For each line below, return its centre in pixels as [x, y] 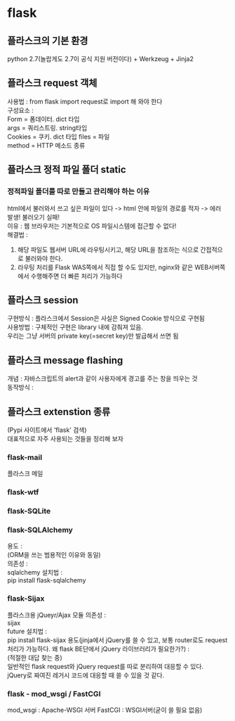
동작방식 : [20, 388]
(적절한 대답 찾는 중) [35, 657]
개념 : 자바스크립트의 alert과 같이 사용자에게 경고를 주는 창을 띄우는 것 [102, 378]
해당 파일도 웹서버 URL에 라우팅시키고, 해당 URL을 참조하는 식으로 [108, 249]
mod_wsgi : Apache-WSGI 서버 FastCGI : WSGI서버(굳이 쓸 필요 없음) [105, 710]
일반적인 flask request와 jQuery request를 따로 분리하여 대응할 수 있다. [106, 666]
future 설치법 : [27, 631]
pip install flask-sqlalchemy [47, 580]
